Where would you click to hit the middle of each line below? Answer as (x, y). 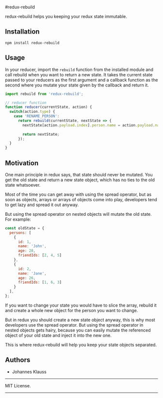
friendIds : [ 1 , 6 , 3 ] (40, 282)
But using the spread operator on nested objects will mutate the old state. (78, 214)
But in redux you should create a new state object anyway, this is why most (80, 320)
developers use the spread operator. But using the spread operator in (74, 325)
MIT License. (18, 385)
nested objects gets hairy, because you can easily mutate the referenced (78, 330)
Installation (22, 32)
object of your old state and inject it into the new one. (58, 335)
